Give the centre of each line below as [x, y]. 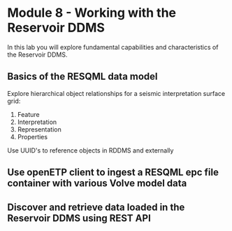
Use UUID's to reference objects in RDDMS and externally [90, 150]
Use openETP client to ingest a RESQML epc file [113, 173]
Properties [32, 136]
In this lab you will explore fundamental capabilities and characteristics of [113, 47]
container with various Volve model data [97, 183]
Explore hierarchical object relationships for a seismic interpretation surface [116, 93]
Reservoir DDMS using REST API [79, 218]
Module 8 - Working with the [92, 13]
